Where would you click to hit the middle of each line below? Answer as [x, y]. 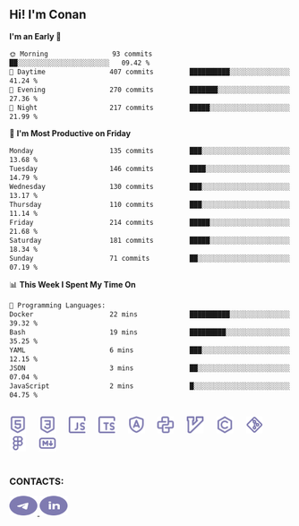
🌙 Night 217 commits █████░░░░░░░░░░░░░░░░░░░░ [150, 108]
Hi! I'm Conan [48, 15]
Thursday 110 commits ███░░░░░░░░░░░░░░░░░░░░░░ [150, 204]
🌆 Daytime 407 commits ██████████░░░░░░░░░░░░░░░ [150, 72]
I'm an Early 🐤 [35, 36]
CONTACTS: [37, 481]
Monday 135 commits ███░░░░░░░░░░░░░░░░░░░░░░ [150, 151]
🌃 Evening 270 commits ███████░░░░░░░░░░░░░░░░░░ [150, 90]
